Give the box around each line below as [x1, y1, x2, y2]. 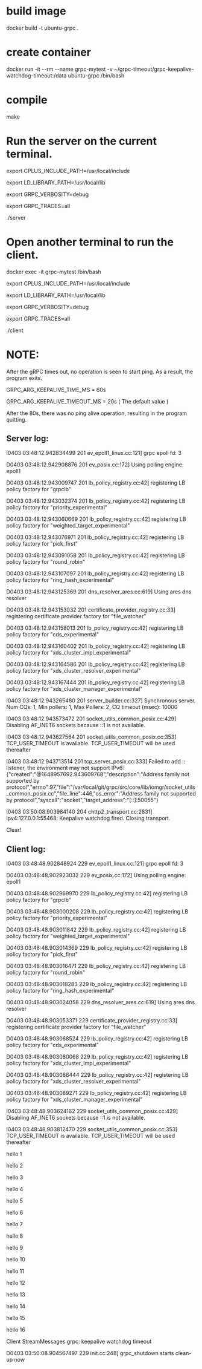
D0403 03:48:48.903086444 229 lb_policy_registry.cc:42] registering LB [6, 1071, 189, 1079]
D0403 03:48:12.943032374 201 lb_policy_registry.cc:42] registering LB [6, 497, 186, 505]
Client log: [6, 844, 46, 854]
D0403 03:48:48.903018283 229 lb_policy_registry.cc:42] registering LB [6, 981, 188, 988]
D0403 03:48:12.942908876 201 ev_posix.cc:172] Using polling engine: [6, 461, 184, 468]
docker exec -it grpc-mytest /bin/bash [6, 268, 101, 275]
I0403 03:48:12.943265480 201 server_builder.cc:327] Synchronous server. [6, 697, 196, 704]
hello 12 [6, 1279, 25, 1287]
